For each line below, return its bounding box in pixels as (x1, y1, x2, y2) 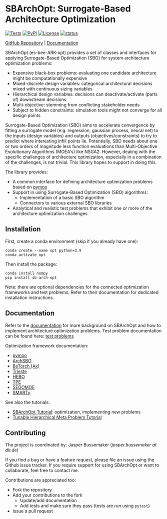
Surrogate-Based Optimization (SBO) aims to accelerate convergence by (5, 122, 155, 128)
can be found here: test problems (5, 333, 74, 339)
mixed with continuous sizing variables (12, 85, 92, 91)
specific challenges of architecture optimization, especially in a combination (5, 153, 161, 160)
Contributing (5, 428, 46, 437)
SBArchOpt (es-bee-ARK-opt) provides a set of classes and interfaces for (5, 49, 156, 55)
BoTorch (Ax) (12, 363, 40, 369)
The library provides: (5, 168, 48, 175)
